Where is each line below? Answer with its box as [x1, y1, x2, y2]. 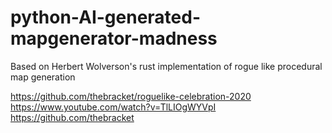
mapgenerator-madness [10, 27, 218, 50]
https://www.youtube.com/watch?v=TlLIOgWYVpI [10, 101, 217, 113]
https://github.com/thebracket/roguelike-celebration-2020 [10, 90, 252, 102]
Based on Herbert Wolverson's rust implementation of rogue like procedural [10, 60, 323, 72]
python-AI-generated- [10, 6, 202, 29]
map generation [10, 71, 76, 83]
